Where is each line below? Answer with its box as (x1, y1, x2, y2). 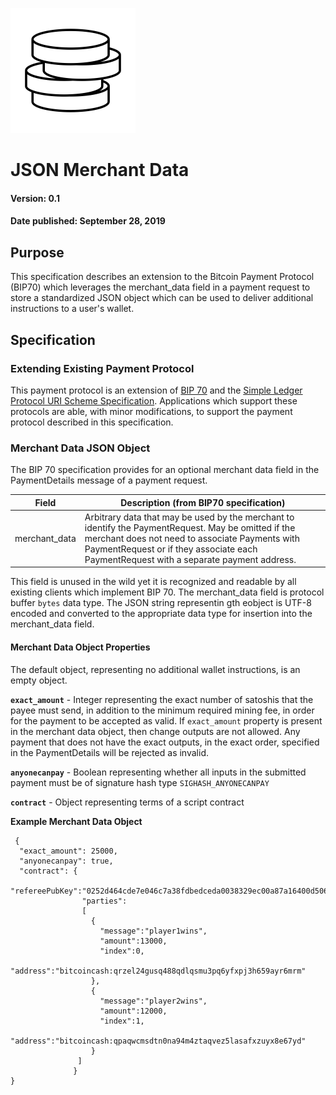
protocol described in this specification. (10, 416, 174, 428)
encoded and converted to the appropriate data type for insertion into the (10, 608, 313, 620)
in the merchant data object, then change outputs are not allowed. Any (10, 725, 301, 737)
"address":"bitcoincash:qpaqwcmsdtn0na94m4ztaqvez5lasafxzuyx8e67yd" (10, 1036, 307, 1046)
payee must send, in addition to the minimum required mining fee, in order (10, 704, 315, 716)
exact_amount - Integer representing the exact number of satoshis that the (10, 693, 314, 705)
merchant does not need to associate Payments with (84, 532, 300, 544)
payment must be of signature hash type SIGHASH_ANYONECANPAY (10, 776, 270, 788)
